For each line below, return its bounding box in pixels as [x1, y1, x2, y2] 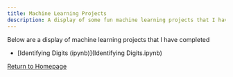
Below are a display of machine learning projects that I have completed [7, 35, 210, 43]
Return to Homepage [7, 62, 67, 70]
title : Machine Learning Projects [7, 10, 107, 17]
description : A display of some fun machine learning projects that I [7, 16, 216, 23]
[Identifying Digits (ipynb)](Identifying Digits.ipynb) [17, 49, 163, 57]
